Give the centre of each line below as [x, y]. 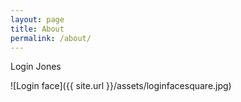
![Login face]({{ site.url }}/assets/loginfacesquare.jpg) [121, 86]
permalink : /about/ [51, 38]
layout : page [37, 19]
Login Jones [36, 67]
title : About [37, 29]
